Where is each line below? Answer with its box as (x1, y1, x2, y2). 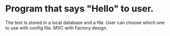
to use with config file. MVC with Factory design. (5, 24, 108, 30)
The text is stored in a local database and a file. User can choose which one (5, 19, 165, 25)
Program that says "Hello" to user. (5, 3, 154, 14)
